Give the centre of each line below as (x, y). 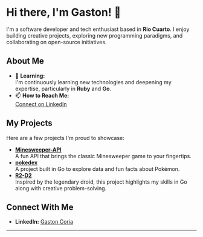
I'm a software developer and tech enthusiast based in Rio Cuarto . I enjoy (98, 29)
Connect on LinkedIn (41, 104)
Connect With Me (40, 207)
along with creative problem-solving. (61, 188)
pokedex (26, 162)
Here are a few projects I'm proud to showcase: (66, 138)
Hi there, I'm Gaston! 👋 (64, 12)
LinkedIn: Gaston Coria (44, 222)
